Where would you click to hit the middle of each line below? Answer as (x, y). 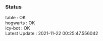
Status (13, 7)
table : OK (16, 18)
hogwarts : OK (20, 23)
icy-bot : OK (18, 28)
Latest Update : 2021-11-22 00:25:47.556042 (52, 34)
